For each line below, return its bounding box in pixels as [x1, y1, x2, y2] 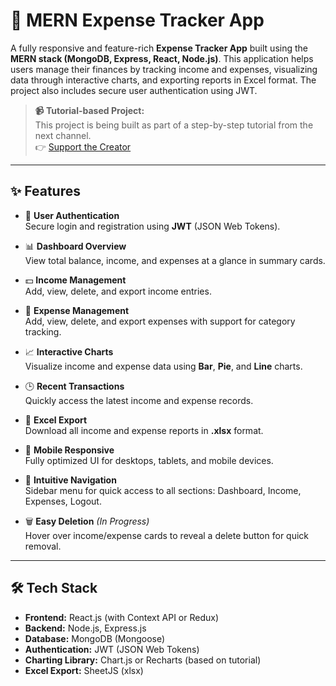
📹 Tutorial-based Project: [34, 104, 145, 116]
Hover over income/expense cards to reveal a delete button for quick [24, 529, 310, 541]
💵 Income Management [24, 274, 127, 286]
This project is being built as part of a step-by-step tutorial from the [34, 119, 314, 131]
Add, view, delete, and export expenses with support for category [24, 315, 296, 327]
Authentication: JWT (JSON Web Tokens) [24, 643, 200, 655]
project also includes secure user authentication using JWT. [10, 84, 258, 96]
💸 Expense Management [24, 304, 130, 316]
